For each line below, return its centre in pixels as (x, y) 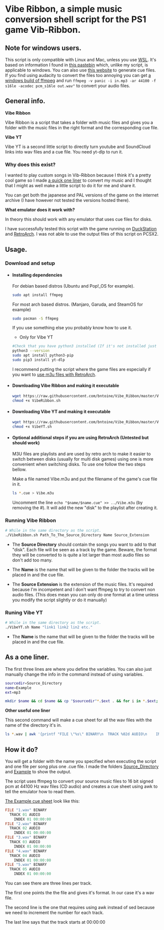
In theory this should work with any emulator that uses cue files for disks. (79, 220)
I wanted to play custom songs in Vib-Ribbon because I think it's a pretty (78, 175)
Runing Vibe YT (24, 612)
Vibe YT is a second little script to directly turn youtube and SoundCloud (78, 147)
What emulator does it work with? (40, 210)
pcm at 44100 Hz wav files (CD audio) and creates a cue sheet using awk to (81, 786)
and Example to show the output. (38, 771)
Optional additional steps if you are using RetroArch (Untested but (80, 438)
